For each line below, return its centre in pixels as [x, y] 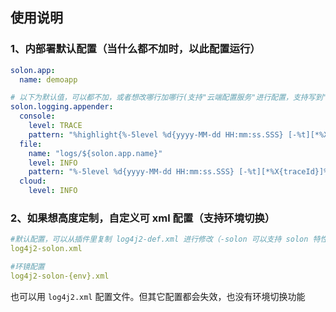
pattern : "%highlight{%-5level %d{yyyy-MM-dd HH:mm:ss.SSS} [156, 134]
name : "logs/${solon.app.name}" [95, 153]
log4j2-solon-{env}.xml [60, 276]
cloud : [33, 181]
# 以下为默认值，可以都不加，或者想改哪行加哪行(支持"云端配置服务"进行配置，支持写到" [169, 98]
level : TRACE [55, 126]
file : [31, 144]
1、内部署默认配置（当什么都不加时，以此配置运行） [135, 49]
